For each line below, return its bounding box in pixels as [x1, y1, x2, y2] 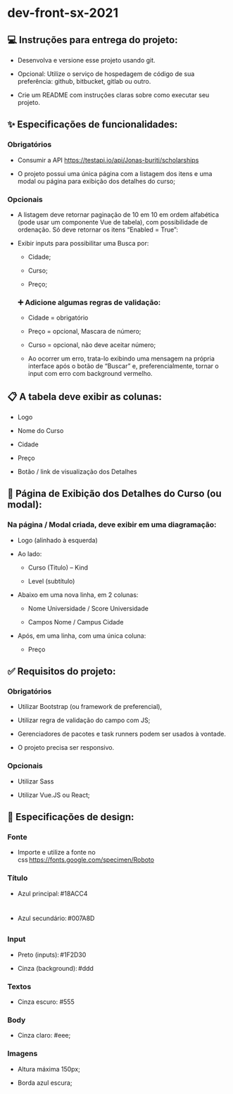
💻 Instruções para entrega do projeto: [7, 34, 178, 46]
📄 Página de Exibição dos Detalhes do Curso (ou [7, 488, 222, 500]
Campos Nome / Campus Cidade [27, 617, 124, 626]
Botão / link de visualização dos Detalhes [17, 467, 137, 476]
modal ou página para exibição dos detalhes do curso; [17, 177, 176, 185]
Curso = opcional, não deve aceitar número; [27, 341, 156, 349]
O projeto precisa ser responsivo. [17, 743, 115, 752]
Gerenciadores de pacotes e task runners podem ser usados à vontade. [17, 730, 227, 738]
